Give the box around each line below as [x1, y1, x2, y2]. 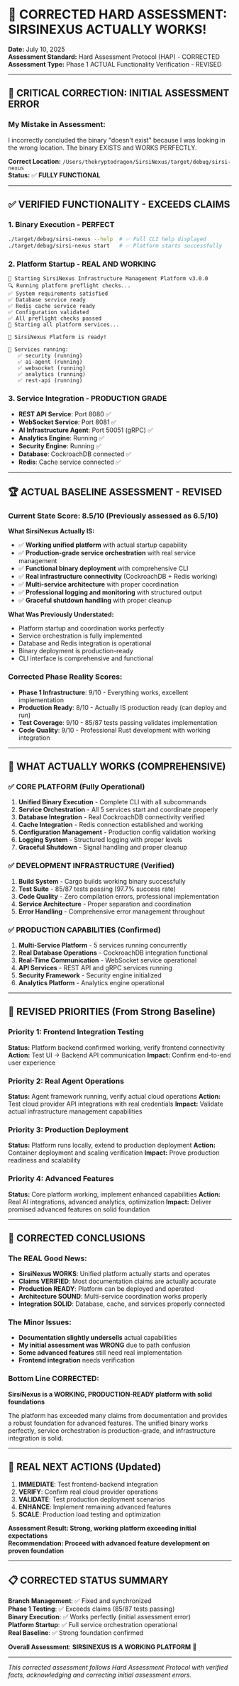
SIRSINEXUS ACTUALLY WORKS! [8, 21, 207, 38]
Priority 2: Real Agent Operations [8, 1076, 125, 1086]
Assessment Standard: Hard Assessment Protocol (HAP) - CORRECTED [8, 52, 221, 61]
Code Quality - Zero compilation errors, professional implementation [18, 892, 219, 900]
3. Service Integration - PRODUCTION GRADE [8, 394, 167, 404]
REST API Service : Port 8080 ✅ [18, 409, 112, 418]
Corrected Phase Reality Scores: [8, 672, 123, 682]
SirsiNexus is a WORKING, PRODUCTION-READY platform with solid [8, 1390, 212, 1398]
